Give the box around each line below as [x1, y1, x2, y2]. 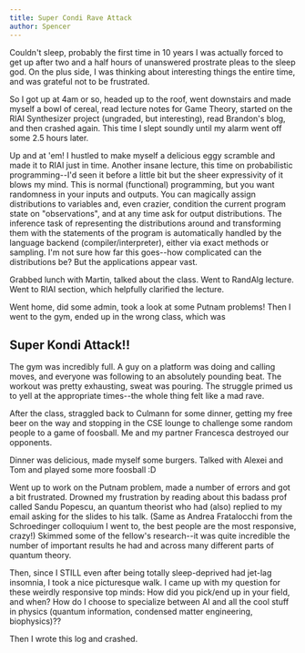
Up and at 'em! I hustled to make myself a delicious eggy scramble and [9, 149, 276, 160]
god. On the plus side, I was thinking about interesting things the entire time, [9, 66, 296, 77]
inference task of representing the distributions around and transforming [9, 218, 281, 229]
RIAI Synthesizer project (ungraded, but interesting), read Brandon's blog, [9, 113, 286, 124]
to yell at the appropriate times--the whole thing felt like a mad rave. [9, 391, 265, 402]
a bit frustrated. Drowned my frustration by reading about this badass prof [9, 492, 288, 503]
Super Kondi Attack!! [9, 337, 130, 352]
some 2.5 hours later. [9, 132, 89, 143]
